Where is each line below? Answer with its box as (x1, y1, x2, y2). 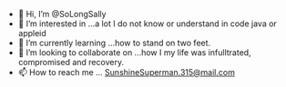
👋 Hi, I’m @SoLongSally (17, 9, 107, 19)
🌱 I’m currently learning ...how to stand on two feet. (17, 37, 211, 48)
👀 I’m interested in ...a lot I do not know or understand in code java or (17, 18, 278, 29)
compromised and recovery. (17, 57, 125, 67)
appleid (17, 28, 47, 38)
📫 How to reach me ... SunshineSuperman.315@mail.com (17, 67, 235, 77)
